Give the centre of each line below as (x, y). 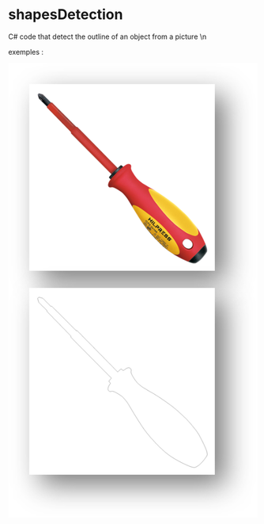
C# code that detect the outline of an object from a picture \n (107, 36)
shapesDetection (66, 15)
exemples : (26, 52)
